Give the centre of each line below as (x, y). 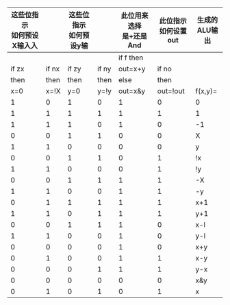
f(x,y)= (206, 91)
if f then (131, 58)
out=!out (171, 91)
